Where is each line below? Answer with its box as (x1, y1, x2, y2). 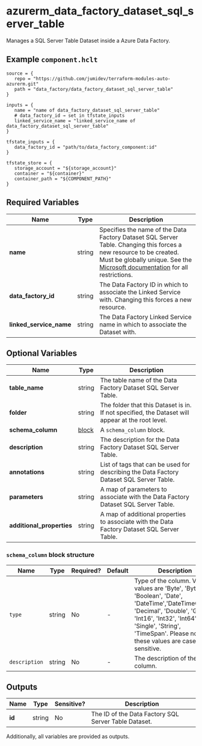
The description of (134, 654, 186, 662)
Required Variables (6, 197, 79, 208)
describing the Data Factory (100, 468, 179, 476)
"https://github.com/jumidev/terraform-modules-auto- (32, 75, 171, 82)
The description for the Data (100, 435, 180, 444)
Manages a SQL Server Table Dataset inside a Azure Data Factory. (6, 37, 170, 44)
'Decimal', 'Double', (134, 606, 189, 615)
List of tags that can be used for (100, 461, 191, 469)
